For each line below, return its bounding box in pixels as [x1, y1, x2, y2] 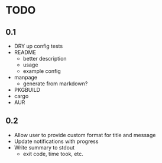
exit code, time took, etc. [22, 150, 83, 157]
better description [22, 55, 67, 62]
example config [22, 68, 61, 74]
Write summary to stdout [14, 144, 75, 151]
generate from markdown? [22, 80, 88, 87]
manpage [14, 74, 38, 81]
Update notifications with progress [14, 138, 99, 145]
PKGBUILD [14, 87, 41, 93]
